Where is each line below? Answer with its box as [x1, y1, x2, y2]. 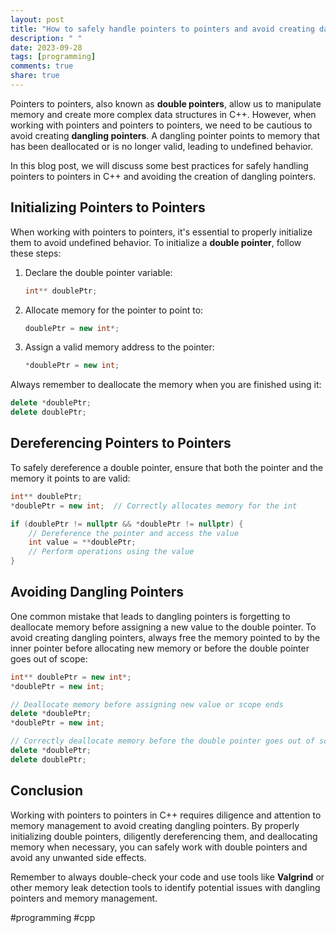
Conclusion [10, 782, 84, 800]
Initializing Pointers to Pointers [10, 199, 206, 216]
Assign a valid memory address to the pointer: [24, 341, 215, 353]
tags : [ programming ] [10, 52, 97, 62]
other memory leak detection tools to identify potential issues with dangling [10, 881, 321, 893]
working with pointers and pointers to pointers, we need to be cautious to [10, 119, 313, 131]
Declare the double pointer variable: [24, 266, 173, 278]
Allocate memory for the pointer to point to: [24, 304, 204, 316]
